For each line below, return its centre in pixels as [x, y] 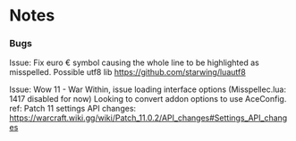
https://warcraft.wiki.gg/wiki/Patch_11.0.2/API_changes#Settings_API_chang [148, 118]
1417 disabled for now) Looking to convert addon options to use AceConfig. [148, 99]
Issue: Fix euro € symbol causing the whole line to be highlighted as [134, 62]
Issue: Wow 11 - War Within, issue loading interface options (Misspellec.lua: [148, 89]
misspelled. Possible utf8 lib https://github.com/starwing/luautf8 [127, 72]
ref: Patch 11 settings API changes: [73, 109]
